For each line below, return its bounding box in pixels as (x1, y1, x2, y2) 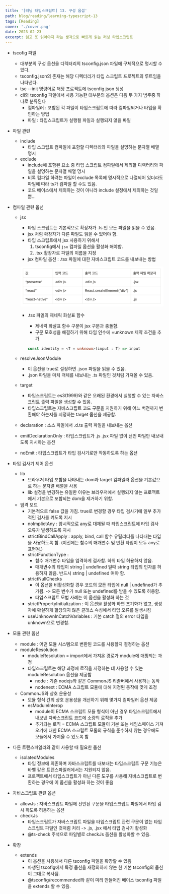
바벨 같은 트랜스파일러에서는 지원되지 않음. (27, 767, 111, 773)
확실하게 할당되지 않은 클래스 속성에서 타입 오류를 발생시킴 (37, 607, 151, 613)
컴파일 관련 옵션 (12, 204, 44, 210)
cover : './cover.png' (5, 24, 51, 29)
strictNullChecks (27, 576, 62, 582)
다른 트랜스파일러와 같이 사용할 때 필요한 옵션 (12, 744, 102, 750)
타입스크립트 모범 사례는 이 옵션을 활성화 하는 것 (35, 595, 129, 601)
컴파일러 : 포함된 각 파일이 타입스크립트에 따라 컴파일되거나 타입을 (27, 105, 157, 110)
